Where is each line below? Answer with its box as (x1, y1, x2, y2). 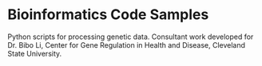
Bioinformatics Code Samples (7, 6, 209, 24)
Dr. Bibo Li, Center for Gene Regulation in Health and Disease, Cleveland (7, 40, 245, 49)
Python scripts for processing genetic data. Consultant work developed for (7, 32, 254, 41)
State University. (7, 49, 62, 58)
